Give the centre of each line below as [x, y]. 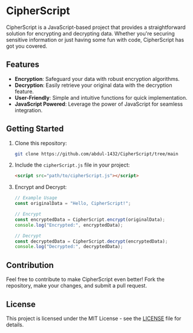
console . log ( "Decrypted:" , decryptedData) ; [69, 247]
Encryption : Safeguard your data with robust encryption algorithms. [97, 79]
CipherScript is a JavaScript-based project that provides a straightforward [96, 27]
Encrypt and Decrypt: [41, 187]
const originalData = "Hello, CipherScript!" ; [73, 204]
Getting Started [35, 129]
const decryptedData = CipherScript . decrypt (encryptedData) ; [91, 241]
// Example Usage [36, 198]
